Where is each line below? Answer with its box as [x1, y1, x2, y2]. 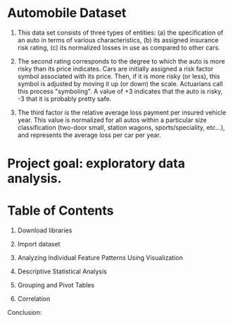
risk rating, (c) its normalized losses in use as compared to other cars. [17, 43, 220, 52]
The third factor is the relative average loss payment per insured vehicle [17, 108, 227, 117]
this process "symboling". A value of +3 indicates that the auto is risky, [17, 87, 223, 95]
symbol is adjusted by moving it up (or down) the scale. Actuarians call [17, 79, 223, 88]
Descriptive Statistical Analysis [17, 267, 107, 276]
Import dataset [17, 240, 61, 249]
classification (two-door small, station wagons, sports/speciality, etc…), [17, 123, 225, 131]
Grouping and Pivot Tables [17, 281, 95, 290]
